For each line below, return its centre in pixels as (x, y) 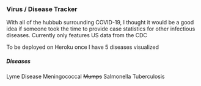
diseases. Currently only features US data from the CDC (77, 35)
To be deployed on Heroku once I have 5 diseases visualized (83, 47)
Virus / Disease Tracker (42, 9)
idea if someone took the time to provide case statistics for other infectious (101, 29)
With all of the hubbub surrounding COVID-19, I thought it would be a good (100, 23)
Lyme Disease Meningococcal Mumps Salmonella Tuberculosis (86, 77)
